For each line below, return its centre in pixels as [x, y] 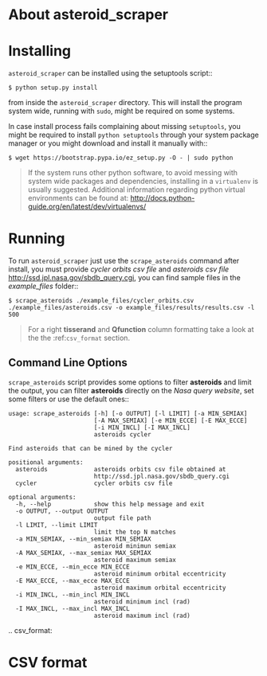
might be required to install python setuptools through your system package [133, 135]
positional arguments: [46, 462]
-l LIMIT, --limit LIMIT [57, 525]
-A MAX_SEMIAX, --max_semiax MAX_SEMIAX [83, 553]
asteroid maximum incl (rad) [142, 615]
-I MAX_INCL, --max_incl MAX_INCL [73, 608]
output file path [122, 518]
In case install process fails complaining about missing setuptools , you [124, 127]
